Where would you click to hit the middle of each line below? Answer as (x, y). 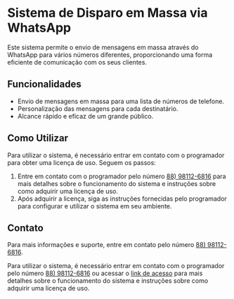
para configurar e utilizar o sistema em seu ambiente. (95, 206)
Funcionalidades (45, 85)
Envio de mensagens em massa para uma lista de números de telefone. (121, 101)
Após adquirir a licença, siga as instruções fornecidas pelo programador (122, 199)
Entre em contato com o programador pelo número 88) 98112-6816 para (122, 176)
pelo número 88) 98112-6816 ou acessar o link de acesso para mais (105, 273)
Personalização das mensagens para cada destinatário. (98, 108)
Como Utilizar (38, 138)
